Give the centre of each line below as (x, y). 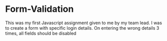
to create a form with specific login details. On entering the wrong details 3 (82, 28)
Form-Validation (39, 9)
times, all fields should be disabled (41, 33)
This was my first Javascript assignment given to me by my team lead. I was (84, 23)
